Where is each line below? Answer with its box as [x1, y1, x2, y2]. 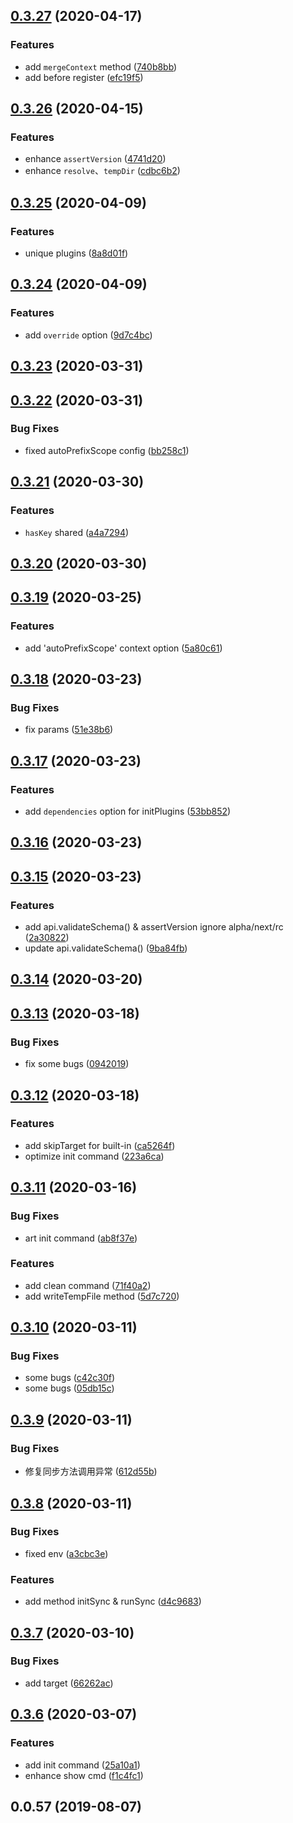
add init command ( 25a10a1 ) [24, 1759, 141, 1771]
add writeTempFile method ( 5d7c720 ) [24, 1290, 180, 1302]
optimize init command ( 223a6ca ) [24, 1150, 165, 1162]
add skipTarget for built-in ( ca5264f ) [24, 1139, 176, 1151]
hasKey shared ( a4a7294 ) [24, 526, 130, 538]
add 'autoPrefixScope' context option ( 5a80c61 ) [24, 642, 223, 654]
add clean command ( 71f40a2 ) [24, 1279, 152, 1291]
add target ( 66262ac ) [24, 1677, 114, 1689]
